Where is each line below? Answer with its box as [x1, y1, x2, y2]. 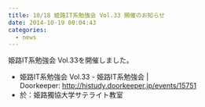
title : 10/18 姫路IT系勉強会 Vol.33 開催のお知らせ [8, 11, 166, 20]
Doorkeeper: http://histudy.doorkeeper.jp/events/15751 [19, 81, 197, 91]
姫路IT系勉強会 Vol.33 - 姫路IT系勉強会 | [19, 72, 149, 82]
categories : [8, 26, 47, 34]
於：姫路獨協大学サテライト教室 [19, 91, 123, 100]
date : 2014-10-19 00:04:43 [8, 19, 97, 27]
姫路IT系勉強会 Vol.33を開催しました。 [8, 55, 134, 65]
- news [15, 33, 37, 41]
